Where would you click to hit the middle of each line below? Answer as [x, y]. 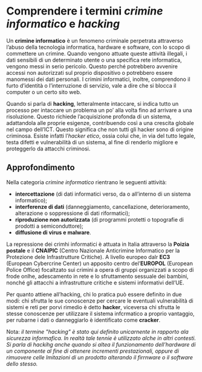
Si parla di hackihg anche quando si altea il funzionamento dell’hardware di [101, 344]
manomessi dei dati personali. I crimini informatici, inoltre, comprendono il [98, 79]
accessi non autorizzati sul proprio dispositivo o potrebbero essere [90, 72]
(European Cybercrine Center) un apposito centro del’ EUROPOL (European [100, 263]
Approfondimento [41, 168]
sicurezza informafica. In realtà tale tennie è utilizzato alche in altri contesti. [101, 338]
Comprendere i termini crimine [85, 11]
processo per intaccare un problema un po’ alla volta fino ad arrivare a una [99, 110]
